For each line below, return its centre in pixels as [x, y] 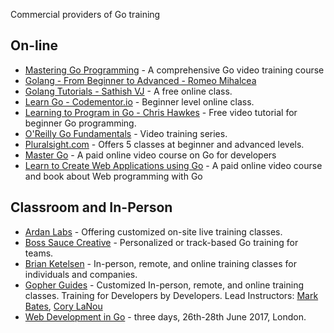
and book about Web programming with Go [113, 176]
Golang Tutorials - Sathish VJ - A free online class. [128, 91]
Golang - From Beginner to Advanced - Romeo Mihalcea [140, 80]
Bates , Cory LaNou [63, 306]
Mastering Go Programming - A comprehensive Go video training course [174, 70]
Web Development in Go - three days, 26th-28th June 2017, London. [165, 316]
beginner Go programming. [80, 123]
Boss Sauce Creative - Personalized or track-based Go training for [161, 242]
